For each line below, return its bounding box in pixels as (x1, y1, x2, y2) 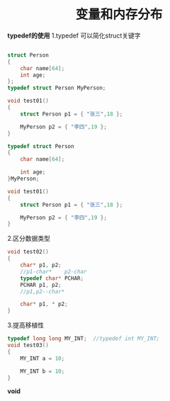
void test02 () (7, 249, 50, 256)
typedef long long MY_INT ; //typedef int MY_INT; (7, 335, 160, 342)
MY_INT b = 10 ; (20, 368, 65, 375)
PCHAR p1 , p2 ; (20, 281, 62, 288)
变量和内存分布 (75, 6, 163, 23)
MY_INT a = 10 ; (20, 355, 65, 362)
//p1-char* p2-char (20, 268, 87, 275)
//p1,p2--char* (20, 288, 65, 295)
